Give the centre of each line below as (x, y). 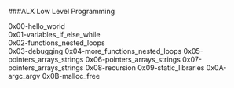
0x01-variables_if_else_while (54, 35)
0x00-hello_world (37, 26)
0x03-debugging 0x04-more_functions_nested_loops (95, 51)
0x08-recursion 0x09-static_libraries (145, 68)
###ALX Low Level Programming (62, 11)
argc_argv (24, 76)
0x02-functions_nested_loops (57, 43)
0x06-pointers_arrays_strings (133, 59)
